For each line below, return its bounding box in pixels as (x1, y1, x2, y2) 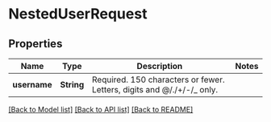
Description (136, 61, 183, 71)
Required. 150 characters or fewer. (91, 74, 225, 85)
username (12, 79, 52, 90)
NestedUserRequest (8, 5, 148, 23)
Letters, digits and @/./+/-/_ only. (91, 84, 219, 95)
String (60, 79, 85, 90)
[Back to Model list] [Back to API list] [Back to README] (8, 105, 194, 114)
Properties (8, 37, 63, 51)
